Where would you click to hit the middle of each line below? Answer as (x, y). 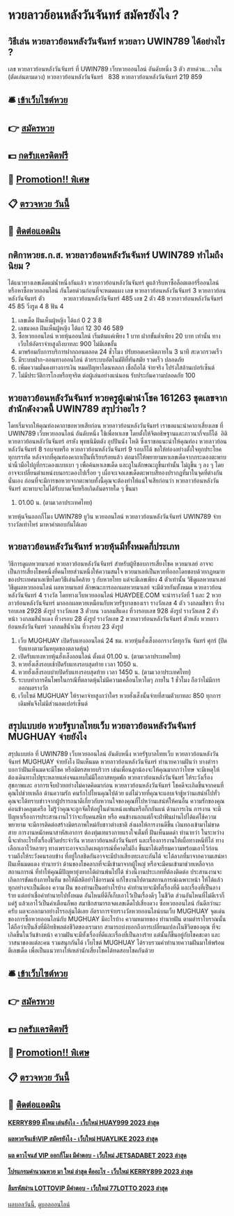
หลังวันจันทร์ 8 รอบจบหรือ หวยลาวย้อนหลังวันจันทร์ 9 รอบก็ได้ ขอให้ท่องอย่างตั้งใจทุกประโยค (115, 449)
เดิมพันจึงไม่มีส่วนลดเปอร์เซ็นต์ (53, 703)
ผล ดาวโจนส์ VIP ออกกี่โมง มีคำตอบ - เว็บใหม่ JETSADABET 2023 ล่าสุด (97, 1155)
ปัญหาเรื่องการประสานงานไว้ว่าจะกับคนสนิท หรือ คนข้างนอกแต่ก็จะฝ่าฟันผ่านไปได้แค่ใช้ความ (112, 816)
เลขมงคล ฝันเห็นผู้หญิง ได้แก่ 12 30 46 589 (71, 328)
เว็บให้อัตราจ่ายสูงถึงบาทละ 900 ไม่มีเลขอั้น (68, 344)
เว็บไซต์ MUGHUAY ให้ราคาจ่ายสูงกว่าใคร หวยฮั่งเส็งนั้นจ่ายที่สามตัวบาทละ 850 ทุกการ (119, 695)
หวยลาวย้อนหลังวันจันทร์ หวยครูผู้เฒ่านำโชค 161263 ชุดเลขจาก (118, 398)
